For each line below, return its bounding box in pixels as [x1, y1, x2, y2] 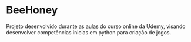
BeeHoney [6, 3, 58, 17]
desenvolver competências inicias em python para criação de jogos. [6, 29, 172, 36]
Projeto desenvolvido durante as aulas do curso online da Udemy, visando [6, 23, 186, 30]
